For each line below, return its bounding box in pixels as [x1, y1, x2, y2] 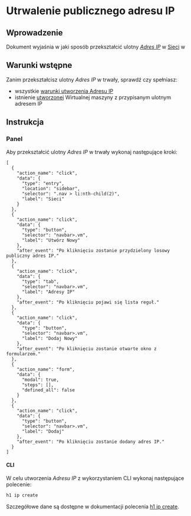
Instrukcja [6, 117, 44, 128]
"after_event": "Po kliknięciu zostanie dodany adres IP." [17, 439, 165, 445]
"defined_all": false [21, 387, 75, 393]
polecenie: [6, 481, 32, 488]
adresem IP [14, 100, 42, 107]
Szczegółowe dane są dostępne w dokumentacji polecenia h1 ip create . [6, 503, 180, 510]
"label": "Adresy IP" [21, 289, 75, 295]
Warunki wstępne [6, 60, 73, 70]
